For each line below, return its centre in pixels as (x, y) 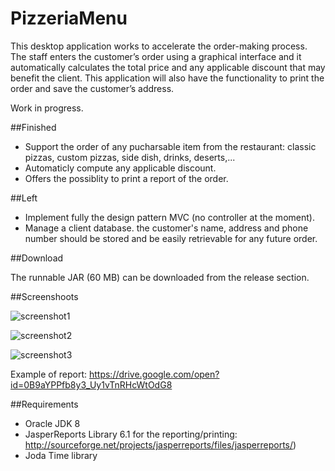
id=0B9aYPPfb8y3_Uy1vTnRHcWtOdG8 (91, 384)
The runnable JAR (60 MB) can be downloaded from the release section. (160, 277)
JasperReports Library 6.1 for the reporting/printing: (131, 434)
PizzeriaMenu (69, 18)
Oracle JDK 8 (52, 423)
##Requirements (44, 404)
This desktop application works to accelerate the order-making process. (159, 46)
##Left (24, 198)
